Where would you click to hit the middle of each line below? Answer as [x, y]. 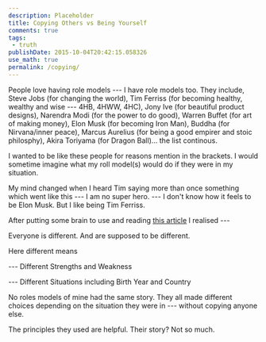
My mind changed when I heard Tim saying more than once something [124, 188]
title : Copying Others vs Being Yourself [78, 23]
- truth [24, 45]
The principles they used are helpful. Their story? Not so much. [112, 329]
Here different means [43, 251]
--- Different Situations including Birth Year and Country [100, 282]
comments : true [33, 30]
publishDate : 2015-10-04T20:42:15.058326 [78, 52]
